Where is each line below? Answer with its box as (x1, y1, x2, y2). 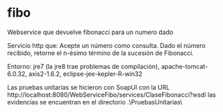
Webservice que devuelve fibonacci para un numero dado (7, 28, 174, 36)
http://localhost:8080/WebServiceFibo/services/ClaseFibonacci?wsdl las (7, 90, 217, 99)
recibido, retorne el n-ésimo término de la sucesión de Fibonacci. (7, 49, 195, 57)
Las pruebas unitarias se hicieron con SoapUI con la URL (7, 83, 170, 91)
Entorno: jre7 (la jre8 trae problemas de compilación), (7, 62, 160, 70)
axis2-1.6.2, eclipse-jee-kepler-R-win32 (28, 70, 142, 78)
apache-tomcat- (160, 62, 208, 70)
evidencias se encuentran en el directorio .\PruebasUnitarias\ (7, 97, 183, 106)
